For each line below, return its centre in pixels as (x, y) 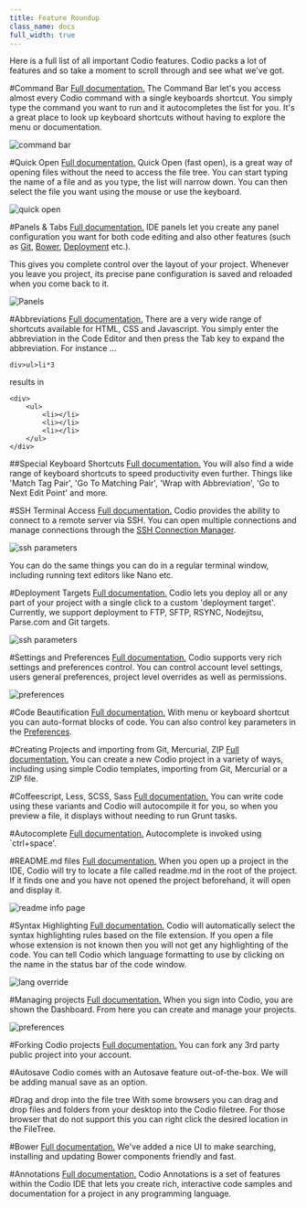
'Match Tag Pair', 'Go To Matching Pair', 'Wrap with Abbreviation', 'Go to (145, 483)
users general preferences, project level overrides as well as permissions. (148, 677)
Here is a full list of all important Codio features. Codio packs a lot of (138, 61)
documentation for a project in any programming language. (121, 1193)
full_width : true (42, 35)
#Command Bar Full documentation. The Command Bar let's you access (145, 89)
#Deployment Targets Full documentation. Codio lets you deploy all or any (148, 593)
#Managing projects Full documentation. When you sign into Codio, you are (152, 1000)
